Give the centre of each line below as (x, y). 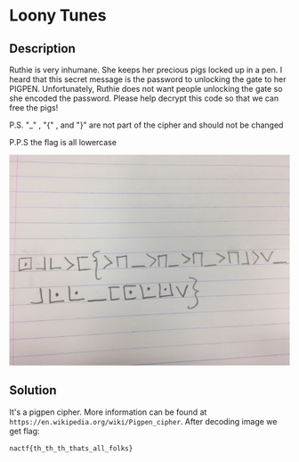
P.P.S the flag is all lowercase (63, 142)
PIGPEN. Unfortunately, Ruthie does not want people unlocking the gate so (146, 89)
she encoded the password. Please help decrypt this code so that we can (144, 98)
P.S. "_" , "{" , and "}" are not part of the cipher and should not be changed (146, 125)
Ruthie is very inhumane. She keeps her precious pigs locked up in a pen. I (146, 70)
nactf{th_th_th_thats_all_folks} (71, 448)
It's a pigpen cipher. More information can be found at (108, 412)
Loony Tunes (58, 16)
